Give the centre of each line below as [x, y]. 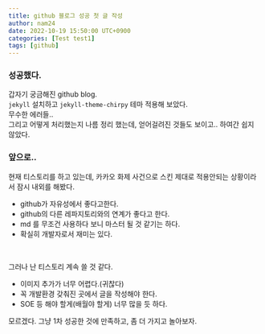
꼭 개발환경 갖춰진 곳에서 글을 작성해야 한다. [89, 294]
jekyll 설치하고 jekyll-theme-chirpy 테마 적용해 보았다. [98, 105]
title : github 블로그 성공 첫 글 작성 [65, 16]
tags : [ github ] [34, 46]
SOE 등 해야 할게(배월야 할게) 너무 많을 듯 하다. [94, 303]
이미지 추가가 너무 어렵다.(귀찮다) [72, 283]
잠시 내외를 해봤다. [45, 187]
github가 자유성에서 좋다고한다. [69, 204]
